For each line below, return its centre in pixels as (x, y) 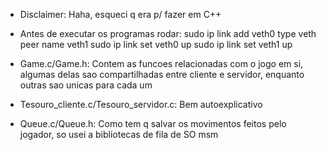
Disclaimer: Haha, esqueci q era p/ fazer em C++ (120, 14)
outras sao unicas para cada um (86, 85)
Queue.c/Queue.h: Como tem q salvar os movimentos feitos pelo (153, 123)
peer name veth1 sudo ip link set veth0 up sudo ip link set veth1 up (156, 44)
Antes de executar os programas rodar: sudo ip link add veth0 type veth (168, 33)
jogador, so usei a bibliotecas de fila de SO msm (119, 134)
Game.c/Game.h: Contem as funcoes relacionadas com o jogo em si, (161, 63)
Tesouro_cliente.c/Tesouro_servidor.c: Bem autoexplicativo (141, 104)
